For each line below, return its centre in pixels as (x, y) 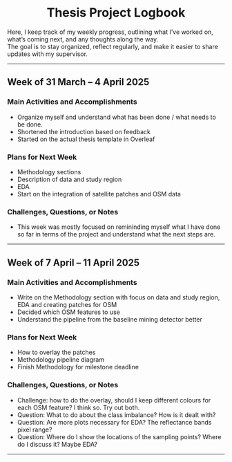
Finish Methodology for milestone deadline (78, 367)
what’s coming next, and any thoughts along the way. (83, 39)
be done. (30, 124)
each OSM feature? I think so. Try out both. (78, 407)
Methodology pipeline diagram (61, 360)
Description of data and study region (69, 179)
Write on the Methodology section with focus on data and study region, (118, 297)
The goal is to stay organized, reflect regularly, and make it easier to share (113, 46)
